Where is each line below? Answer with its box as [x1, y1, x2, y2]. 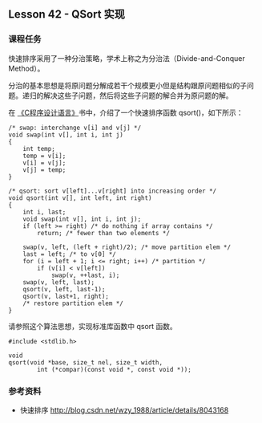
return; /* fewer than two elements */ [37, 229, 171, 237]
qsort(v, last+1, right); [22, 292, 110, 300]
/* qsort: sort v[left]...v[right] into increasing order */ [8, 187, 217, 195]
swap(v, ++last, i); [50, 271, 120, 279]
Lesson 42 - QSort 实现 [8, 7, 126, 22]
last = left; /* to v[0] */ [22, 250, 116, 258]
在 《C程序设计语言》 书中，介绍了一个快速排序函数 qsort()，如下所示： [8, 108, 244, 117]
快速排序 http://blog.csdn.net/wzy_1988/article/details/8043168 [19, 405, 229, 415]
